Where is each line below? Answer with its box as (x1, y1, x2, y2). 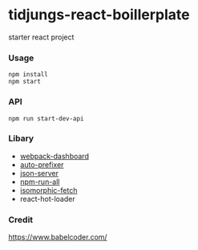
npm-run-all (19, 177, 60, 186)
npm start (8, 78, 42, 86)
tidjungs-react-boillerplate (8, 6, 190, 24)
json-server (19, 168, 59, 178)
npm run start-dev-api (8, 114, 84, 122)
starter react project (8, 32, 75, 42)
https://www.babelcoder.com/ (8, 232, 107, 242)
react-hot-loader (19, 194, 75, 203)
